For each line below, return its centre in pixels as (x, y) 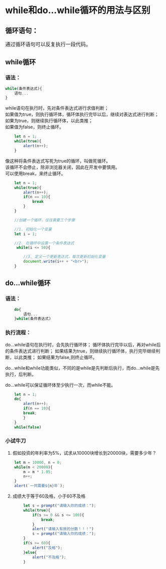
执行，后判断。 (21, 374)
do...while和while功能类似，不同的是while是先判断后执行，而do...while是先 (82, 368)
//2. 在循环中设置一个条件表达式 (44, 243)
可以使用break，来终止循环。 (35, 173)
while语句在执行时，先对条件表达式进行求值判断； (57, 108)
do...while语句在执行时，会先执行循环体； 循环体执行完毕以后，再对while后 (83, 344)
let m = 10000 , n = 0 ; (38, 462)
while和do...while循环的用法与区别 (78, 10)
